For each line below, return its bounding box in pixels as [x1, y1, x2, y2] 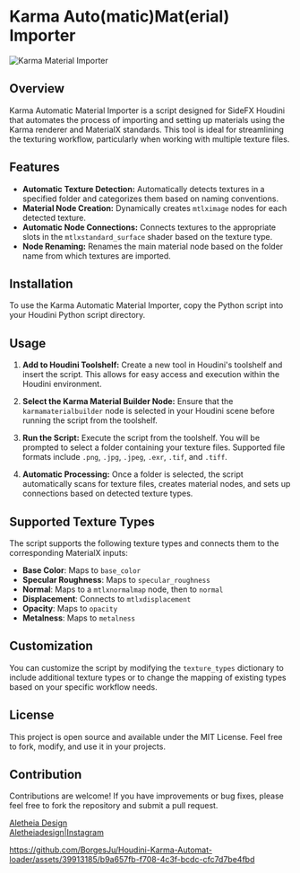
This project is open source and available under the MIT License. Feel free [9, 731, 284, 742]
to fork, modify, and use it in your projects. [9, 741, 166, 752]
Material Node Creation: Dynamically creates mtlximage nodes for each [21, 202, 287, 213]
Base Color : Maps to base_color [21, 565, 141, 576]
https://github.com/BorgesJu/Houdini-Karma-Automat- [9, 844, 213, 855]
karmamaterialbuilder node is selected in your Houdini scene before [21, 406, 275, 417]
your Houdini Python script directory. [9, 310, 146, 321]
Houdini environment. [21, 379, 102, 390]
